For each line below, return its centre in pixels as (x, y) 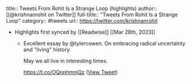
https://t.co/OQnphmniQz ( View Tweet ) (71, 72)
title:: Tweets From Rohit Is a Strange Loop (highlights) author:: (81, 8)
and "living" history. (47, 50)
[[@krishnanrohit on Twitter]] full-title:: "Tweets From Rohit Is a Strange (92, 15)
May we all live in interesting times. (66, 61)
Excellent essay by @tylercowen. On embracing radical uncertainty (104, 43)
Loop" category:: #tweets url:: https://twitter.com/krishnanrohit (82, 21)
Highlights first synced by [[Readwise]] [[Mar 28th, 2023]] (85, 32)
